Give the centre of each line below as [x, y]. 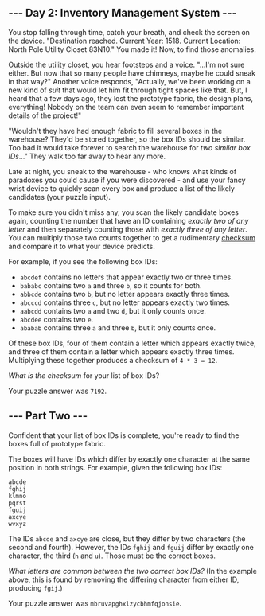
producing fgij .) [35, 587]
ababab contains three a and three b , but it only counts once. [118, 327]
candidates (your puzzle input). [60, 197]
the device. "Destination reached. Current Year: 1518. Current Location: [125, 41]
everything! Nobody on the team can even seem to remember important [126, 107]
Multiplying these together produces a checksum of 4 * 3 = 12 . [113, 360]
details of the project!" [45, 115]
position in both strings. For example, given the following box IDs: [115, 467]
